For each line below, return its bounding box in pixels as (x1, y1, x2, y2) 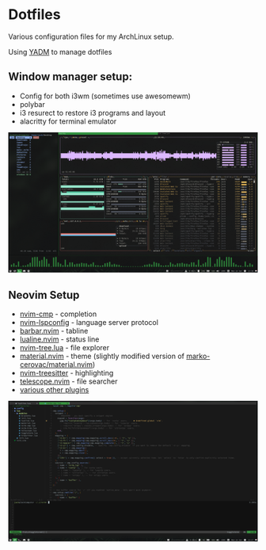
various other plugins (19, 385, 89, 395)
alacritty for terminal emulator (19, 116, 117, 126)
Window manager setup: (8, 70, 133, 84)
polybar (19, 99, 45, 109)
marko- (185, 351, 211, 361)
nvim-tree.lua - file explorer (19, 343, 110, 353)
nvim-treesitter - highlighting (19, 369, 114, 378)
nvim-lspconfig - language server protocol (19, 318, 158, 327)
